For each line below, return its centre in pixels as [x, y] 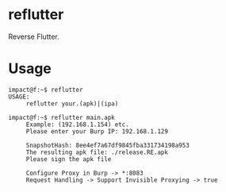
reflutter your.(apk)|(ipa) [72, 104]
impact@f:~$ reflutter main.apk [61, 117]
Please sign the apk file [69, 159]
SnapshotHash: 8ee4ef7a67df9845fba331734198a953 [108, 145]
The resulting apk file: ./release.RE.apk [97, 152]
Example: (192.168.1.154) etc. [77, 125]
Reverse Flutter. [34, 36]
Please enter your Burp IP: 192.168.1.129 [97, 131]
